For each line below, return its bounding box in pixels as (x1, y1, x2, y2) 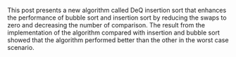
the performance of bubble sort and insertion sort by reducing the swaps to (7, 13, 227, 22)
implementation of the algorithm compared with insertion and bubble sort (7, 28, 220, 37)
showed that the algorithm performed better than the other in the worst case (7, 36, 229, 44)
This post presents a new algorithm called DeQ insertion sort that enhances (7, 6, 227, 14)
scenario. (7, 44, 35, 51)
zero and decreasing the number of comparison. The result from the (7, 21, 206, 29)
